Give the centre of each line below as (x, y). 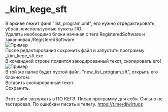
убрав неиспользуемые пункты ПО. (44, 28)
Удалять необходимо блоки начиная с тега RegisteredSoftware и (75, 34)
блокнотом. (18, 77)
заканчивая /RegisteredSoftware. (41, 40)
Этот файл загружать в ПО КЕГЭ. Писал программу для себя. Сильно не (84, 99)
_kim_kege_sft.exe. (25, 55)
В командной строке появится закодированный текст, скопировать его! (83, 61)
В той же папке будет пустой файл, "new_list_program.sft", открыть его (82, 71)
